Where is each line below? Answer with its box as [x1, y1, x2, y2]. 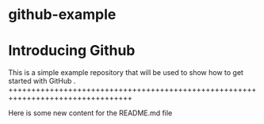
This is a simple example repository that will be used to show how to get [8, 68, 244, 77]
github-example [8, 6, 117, 24]
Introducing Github [8, 42, 136, 60]
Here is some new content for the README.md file [8, 108, 173, 118]
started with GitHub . [8, 77, 76, 86]
